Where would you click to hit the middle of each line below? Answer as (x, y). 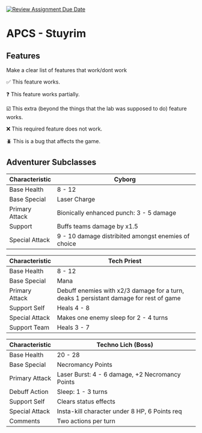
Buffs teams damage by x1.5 (97, 226)
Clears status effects (86, 401)
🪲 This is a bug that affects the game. (54, 141)
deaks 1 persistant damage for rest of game (119, 298)
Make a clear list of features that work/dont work (67, 70)
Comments (25, 421)
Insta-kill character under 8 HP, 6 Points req (119, 411)
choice (66, 244)
